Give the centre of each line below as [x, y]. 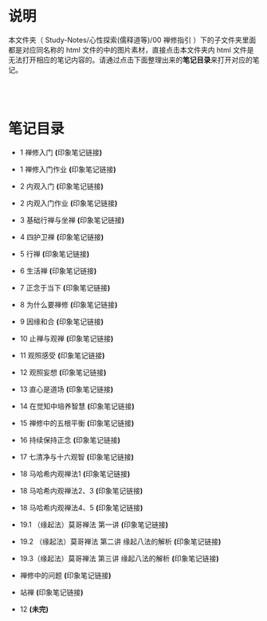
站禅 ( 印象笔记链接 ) [51, 592]
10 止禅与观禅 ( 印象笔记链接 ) [67, 338]
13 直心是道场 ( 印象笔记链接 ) [67, 389]
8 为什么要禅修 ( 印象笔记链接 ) [69, 304]
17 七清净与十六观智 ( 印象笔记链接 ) [77, 457]
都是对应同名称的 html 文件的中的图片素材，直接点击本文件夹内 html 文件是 [131, 49]
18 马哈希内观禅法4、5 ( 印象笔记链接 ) [81, 507]
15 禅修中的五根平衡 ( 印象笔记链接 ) [77, 423]
